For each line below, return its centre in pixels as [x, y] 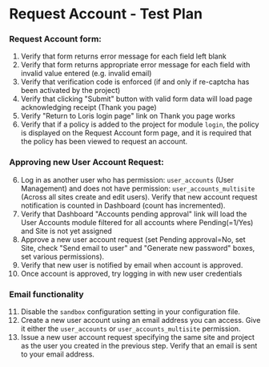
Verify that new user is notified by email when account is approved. [132, 264]
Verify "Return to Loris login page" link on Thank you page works [128, 116]
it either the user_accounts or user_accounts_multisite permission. [130, 329]
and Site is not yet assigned [66, 231]
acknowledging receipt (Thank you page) [88, 107]
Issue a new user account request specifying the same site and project [137, 337]
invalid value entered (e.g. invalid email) [86, 74]
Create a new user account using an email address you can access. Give [141, 321]
